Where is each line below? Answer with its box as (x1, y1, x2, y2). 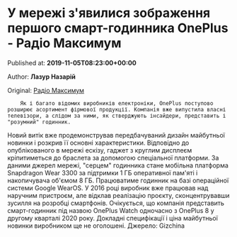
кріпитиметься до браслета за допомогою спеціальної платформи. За (7, 153, 219, 162)
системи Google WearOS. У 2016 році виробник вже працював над (7, 183, 209, 192)
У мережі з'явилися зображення (7, 5, 211, 21)
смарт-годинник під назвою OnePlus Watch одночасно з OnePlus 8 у (7, 206, 214, 214)
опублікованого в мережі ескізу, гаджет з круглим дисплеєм (7, 145, 192, 154)
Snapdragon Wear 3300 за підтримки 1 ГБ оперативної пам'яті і (7, 168, 198, 177)
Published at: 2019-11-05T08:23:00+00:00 (7, 58, 137, 67)
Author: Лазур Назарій (7, 72, 76, 81)
